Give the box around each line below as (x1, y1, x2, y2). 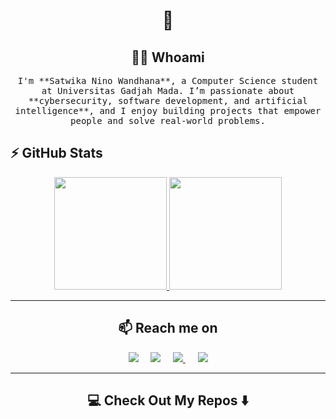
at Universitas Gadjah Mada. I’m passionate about (41, 85, 295, 96)
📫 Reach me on (118, 320, 218, 337)
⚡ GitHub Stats (10, 145, 103, 162)
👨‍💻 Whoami (131, 49, 205, 66)
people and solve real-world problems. (70, 115, 266, 126)
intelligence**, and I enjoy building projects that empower (14, 105, 322, 116)
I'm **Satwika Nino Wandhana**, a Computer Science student (17, 75, 319, 86)
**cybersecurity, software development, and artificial (28, 95, 308, 106)
